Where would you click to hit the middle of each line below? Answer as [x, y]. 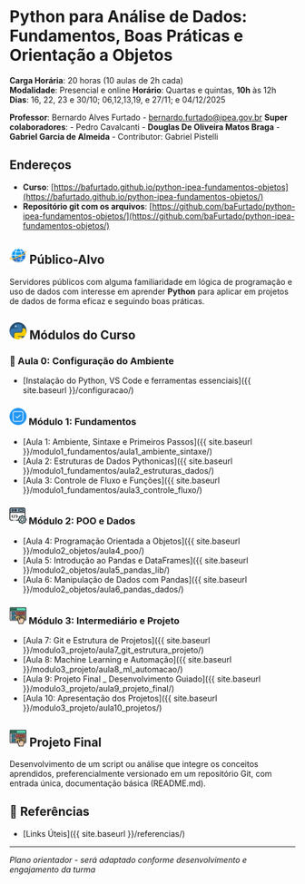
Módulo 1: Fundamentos [83, 422]
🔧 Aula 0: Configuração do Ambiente [92, 360]
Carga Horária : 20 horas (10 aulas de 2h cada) [97, 80]
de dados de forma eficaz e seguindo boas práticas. [107, 300]
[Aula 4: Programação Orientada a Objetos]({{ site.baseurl [131, 541]
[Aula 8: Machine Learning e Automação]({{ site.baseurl [127, 660]
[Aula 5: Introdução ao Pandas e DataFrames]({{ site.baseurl [135, 560]
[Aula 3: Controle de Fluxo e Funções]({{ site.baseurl [121, 480]
